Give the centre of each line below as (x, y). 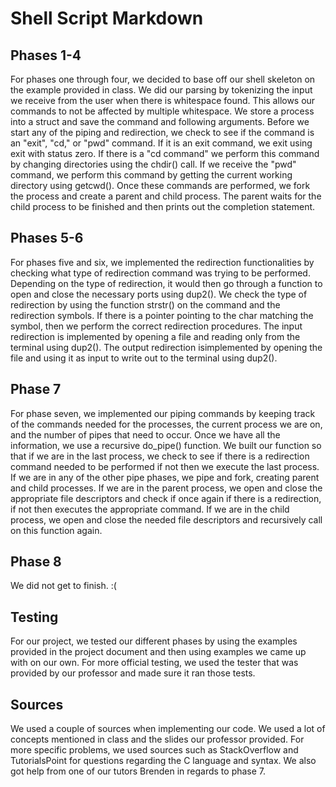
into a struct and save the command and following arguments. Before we (160, 121)
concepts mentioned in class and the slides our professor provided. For (157, 739)
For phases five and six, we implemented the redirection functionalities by (162, 262)
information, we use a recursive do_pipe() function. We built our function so (166, 445)
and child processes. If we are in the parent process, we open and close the (166, 488)
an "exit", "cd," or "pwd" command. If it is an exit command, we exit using (161, 143)
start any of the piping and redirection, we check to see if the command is (162, 132)
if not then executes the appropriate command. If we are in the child (150, 509)
